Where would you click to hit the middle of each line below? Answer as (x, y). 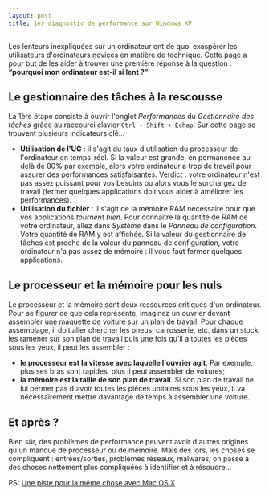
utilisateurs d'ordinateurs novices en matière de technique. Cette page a (128, 55)
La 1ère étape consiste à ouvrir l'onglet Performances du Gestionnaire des (131, 117)
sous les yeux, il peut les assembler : (69, 347)
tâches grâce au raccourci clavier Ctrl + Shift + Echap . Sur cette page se (132, 125)
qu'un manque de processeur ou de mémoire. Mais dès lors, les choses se (132, 450)
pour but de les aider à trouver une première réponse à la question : (120, 63)
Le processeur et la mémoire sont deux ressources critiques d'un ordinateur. (135, 305)
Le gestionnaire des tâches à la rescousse (116, 97)
